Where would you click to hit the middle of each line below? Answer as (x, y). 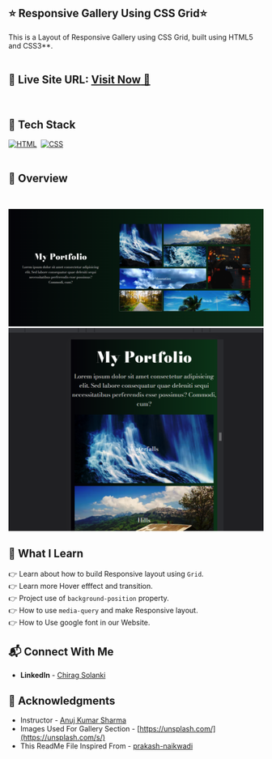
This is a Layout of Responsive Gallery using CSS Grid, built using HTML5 (131, 37)
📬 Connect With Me (61, 652)
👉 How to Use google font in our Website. (79, 622)
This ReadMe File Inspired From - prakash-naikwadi (106, 746)
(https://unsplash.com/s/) (63, 738)
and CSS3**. (31, 45)
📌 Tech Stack (42, 125)
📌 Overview (38, 178)
